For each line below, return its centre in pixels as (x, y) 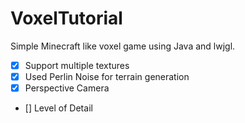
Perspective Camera (67, 88)
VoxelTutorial (66, 18)
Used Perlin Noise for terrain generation (107, 76)
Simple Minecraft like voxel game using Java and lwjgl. (123, 46)
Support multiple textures (77, 65)
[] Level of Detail (58, 108)
